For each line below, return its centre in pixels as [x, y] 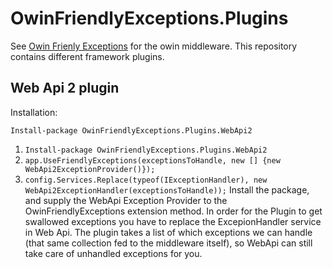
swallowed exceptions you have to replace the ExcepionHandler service [173, 221]
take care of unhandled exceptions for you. [113, 253]
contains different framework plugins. [87, 56]
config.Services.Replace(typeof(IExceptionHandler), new [146, 180]
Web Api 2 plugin [65, 88]
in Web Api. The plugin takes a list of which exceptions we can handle [168, 232]
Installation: [34, 112]
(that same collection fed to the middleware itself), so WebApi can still [168, 243]
